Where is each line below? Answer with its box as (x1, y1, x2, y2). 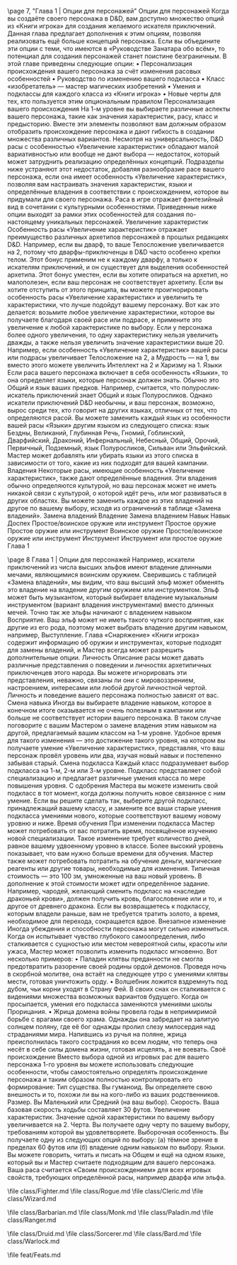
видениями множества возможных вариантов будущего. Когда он (7, 993, 209, 1001)
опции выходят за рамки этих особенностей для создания (7, 210, 185, 218)
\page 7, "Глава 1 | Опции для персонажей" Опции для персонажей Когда (7, 7, 229, 15)
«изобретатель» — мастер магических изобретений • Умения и (7, 82, 202, 90)
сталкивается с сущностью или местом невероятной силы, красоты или (7, 940, 228, 948)
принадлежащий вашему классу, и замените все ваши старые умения (7, 804, 221, 812)
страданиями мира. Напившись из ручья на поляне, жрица (7, 1030, 187, 1038)
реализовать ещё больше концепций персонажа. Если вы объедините (7, 37, 221, 45)
